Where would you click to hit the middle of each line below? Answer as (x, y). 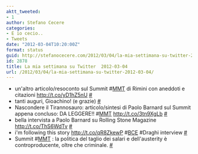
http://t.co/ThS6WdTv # (43, 126)
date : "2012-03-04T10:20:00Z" (43, 45)
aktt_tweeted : (24, 12)
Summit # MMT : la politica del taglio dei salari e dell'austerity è (91, 139)
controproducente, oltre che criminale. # (64, 145)
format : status (25, 50)
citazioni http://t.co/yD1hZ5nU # (53, 95)
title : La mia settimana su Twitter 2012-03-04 (67, 66)
